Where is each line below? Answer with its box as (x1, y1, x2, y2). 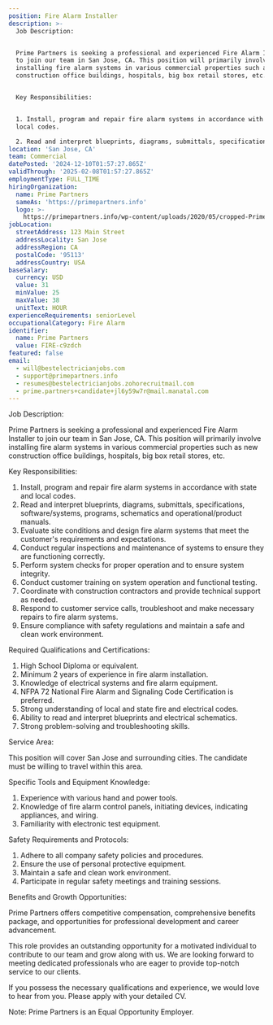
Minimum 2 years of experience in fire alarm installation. (19, 670, 209, 679)
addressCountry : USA (15, 258, 85, 267)
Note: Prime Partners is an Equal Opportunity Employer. (8, 1007, 194, 1017)
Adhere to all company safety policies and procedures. (19, 851, 204, 861)
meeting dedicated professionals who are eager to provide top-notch (8, 958, 240, 968)
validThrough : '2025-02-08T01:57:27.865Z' (8, 168, 154, 176)
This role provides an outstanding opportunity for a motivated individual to (8, 941, 258, 951)
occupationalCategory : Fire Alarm (8, 319, 126, 327)
